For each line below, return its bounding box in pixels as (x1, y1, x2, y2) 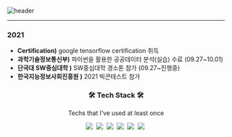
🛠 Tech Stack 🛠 (88, 90, 144, 100)
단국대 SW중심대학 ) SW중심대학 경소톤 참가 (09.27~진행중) (17, 64, 180, 72)
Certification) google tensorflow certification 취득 (17, 47, 159, 55)
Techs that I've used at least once (68, 109, 164, 117)
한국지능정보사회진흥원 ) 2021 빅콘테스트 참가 (17, 72, 140, 81)
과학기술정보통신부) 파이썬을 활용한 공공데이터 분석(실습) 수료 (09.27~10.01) (17, 55, 224, 63)
